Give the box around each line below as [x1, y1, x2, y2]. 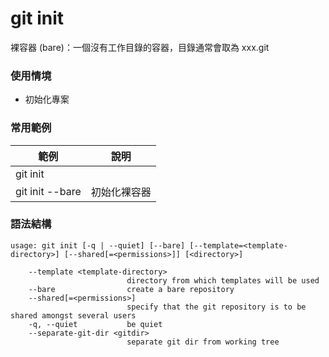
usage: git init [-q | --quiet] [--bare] [10, 240, 186, 251]
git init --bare [15, 184, 82, 198]
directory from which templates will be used [126, 275, 320, 286]
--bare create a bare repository [28, 284, 235, 294]
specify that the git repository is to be [126, 302, 307, 312]
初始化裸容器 [90, 185, 152, 199]
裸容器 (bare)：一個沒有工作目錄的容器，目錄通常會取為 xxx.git [10, 41, 270, 53]
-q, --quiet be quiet [28, 319, 163, 329]
